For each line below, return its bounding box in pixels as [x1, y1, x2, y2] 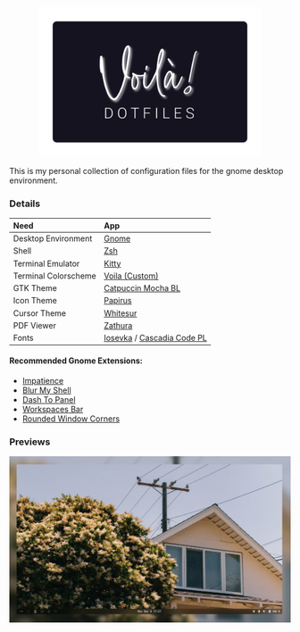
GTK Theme [12, 283, 58, 294]
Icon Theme [12, 295, 58, 306]
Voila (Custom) [104, 270, 159, 281]
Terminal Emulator [12, 258, 80, 269]
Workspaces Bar [21, 403, 84, 414]
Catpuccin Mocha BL [104, 283, 181, 294]
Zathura [104, 320, 133, 330]
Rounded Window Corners [21, 413, 121, 424]
